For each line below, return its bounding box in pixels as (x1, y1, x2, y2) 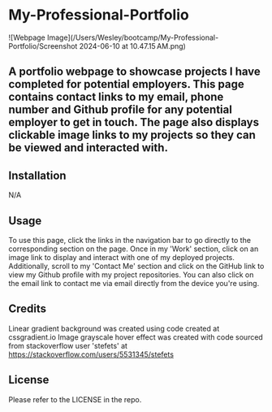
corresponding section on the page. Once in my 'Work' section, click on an (8, 244, 259, 254)
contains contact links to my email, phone (8, 90, 224, 104)
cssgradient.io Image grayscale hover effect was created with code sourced (8, 332, 264, 342)
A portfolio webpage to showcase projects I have (8, 65, 261, 79)
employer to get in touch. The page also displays (8, 115, 260, 129)
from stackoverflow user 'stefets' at (8, 340, 128, 350)
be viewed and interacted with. (8, 141, 169, 155)
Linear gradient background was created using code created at (8, 323, 220, 333)
